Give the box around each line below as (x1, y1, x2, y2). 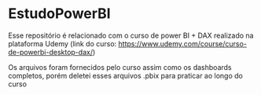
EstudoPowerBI (8, 5, 112, 23)
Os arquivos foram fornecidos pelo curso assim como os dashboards (8, 62, 232, 71)
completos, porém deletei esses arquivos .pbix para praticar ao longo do (8, 71, 244, 80)
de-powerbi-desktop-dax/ (8, 47, 93, 57)
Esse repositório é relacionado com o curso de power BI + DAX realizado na (8, 31, 254, 40)
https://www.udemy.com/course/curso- (118, 38, 248, 48)
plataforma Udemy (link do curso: (8, 38, 117, 48)
